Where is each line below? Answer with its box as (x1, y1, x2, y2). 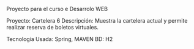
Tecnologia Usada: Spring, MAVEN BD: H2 (6, 36, 113, 42)
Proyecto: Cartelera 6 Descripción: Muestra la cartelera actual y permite (6, 17, 188, 24)
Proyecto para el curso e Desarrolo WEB (6, 6, 108, 12)
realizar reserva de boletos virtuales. (6, 24, 99, 31)
